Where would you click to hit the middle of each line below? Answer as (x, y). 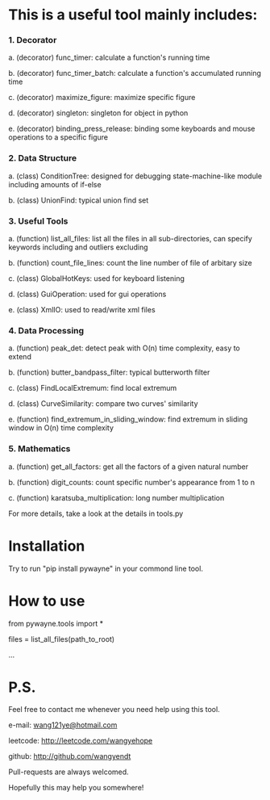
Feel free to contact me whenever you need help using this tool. (114, 710)
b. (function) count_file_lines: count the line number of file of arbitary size (130, 263)
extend (20, 357)
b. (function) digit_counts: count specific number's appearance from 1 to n (132, 482)
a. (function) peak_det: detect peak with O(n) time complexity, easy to (124, 348)
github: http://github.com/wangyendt (70, 756)
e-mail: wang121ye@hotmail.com (63, 725)
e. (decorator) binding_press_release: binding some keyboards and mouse (132, 129)
